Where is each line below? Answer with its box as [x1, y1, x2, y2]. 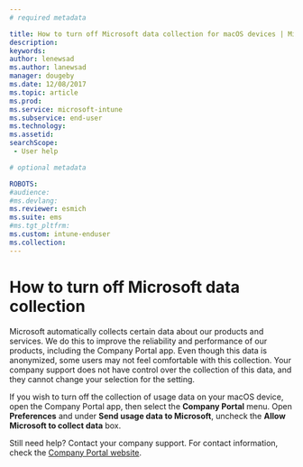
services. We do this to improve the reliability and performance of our [9, 335, 268, 346]
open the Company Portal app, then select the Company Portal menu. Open [9, 400, 293, 411]
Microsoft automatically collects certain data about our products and [9, 325, 264, 336]
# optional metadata [9, 163, 87, 172]
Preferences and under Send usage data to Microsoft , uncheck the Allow [9, 410, 286, 421]
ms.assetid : [9, 130, 54, 140]
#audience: [9, 188, 50, 197]
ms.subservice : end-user [9, 114, 103, 123]
